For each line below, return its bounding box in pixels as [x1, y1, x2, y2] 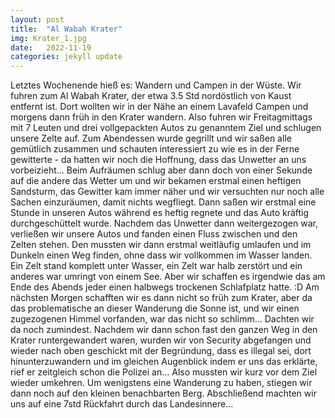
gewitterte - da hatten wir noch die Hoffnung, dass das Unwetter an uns [10, 154, 307, 166]
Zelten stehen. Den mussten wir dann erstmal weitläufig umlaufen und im [10, 239, 312, 251]
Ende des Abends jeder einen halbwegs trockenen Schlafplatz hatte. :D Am [10, 281, 320, 293]
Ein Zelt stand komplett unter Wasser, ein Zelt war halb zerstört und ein [10, 260, 303, 272]
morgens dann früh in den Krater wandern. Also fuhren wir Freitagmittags [10, 111, 313, 123]
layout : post [10, 14, 65, 25]
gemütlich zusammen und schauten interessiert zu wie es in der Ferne [10, 143, 300, 155]
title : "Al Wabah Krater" [10, 24, 123, 34]
